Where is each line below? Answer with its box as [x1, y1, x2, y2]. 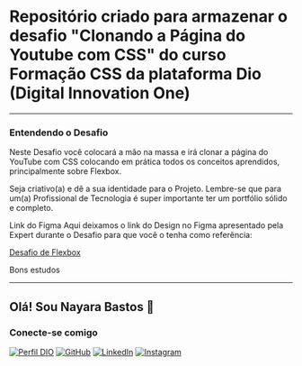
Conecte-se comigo [9, 326, 99, 339]
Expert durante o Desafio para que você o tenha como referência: [9, 230, 253, 241]
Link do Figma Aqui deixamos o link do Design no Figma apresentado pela [9, 220, 284, 231]
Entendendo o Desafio [9, 126, 109, 139]
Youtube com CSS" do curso [9, 45, 226, 65]
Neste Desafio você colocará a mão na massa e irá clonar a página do [9, 147, 269, 158]
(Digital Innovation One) [9, 83, 191, 104]
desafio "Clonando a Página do [9, 25, 245, 46]
